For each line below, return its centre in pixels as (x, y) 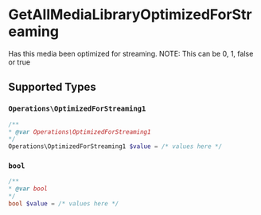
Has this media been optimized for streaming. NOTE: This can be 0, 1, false (131, 53)
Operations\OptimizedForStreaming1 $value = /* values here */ (115, 147)
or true (19, 62)
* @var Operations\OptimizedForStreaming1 (80, 132)
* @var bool (28, 189)
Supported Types (53, 87)
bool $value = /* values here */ (64, 204)
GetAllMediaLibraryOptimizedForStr (130, 15)
